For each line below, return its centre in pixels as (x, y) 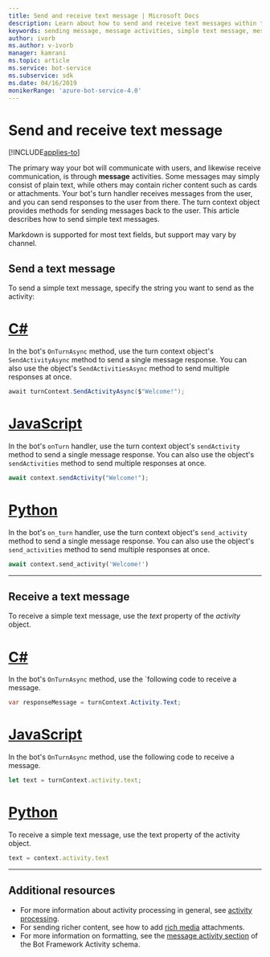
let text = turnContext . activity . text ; (75, 780)
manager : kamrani (37, 53)
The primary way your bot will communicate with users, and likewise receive (135, 168)
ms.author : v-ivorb (41, 46)
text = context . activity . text (59, 858)
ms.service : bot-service (50, 68)
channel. (23, 243)
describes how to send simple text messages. (84, 219)
